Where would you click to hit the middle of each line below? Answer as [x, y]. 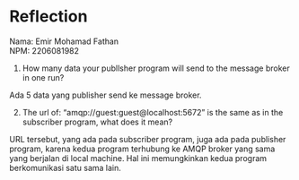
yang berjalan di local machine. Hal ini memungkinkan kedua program [138, 158]
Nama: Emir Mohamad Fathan [64, 41]
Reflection [48, 17]
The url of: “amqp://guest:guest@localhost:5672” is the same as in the [153, 112]
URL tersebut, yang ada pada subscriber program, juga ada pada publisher [148, 139]
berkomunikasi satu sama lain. [65, 167]
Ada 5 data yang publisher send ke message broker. [106, 95]
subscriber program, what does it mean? [97, 122]
